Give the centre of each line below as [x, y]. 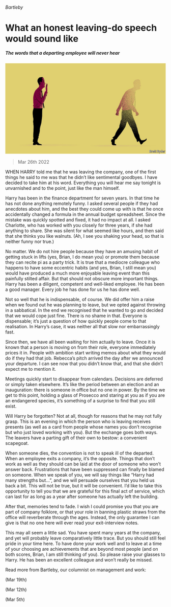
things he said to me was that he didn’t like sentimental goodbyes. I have [81, 177]
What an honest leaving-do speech [81, 28]
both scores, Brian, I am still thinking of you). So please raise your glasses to [85, 554]
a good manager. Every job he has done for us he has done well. [73, 289]
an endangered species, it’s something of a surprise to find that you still [80, 401]
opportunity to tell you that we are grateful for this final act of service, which [85, 491]
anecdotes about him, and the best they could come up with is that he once [84, 209]
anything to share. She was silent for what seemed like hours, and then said [84, 231]
